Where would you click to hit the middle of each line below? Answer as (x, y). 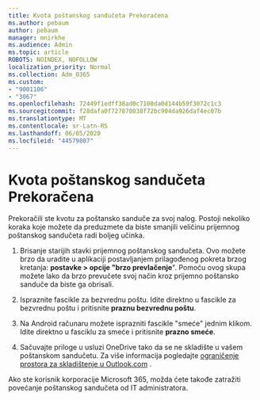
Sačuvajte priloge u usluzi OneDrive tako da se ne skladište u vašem (131, 347)
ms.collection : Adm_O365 (49, 74)
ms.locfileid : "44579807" (51, 141)
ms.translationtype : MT (48, 119)
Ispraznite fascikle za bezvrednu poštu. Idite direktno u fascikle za (128, 300)
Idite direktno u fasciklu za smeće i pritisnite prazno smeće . (117, 332)
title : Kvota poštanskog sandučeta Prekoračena (88, 15)
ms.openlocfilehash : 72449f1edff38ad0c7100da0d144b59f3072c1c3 (115, 104)
